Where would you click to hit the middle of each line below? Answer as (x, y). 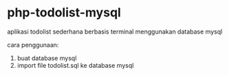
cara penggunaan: (33, 45)
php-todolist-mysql (64, 13)
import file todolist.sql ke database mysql (75, 65)
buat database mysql (47, 58)
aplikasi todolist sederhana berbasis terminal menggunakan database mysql (115, 31)
